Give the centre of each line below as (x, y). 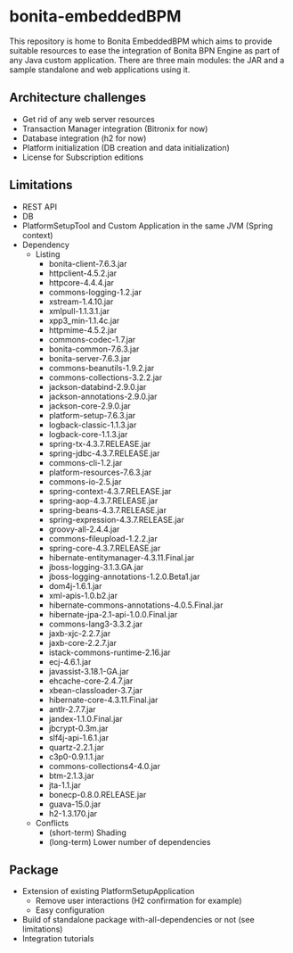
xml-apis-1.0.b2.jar (83, 595)
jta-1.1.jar (65, 785)
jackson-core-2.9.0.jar (90, 406)
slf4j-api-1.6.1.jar (79, 737)
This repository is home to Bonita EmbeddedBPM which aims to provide (141, 41)
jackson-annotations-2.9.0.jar (103, 396)
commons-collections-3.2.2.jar (106, 377)
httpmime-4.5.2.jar (83, 330)
